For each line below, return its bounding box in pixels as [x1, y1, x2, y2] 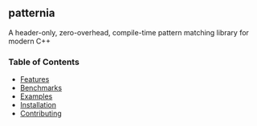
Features [19, 75, 50, 84]
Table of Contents [8, 56, 80, 67]
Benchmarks [19, 83, 63, 93]
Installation [19, 100, 57, 110]
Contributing [19, 108, 62, 119]
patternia [8, 6, 55, 20]
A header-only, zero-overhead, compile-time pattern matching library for [8, 27, 249, 37]
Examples [19, 91, 53, 101]
